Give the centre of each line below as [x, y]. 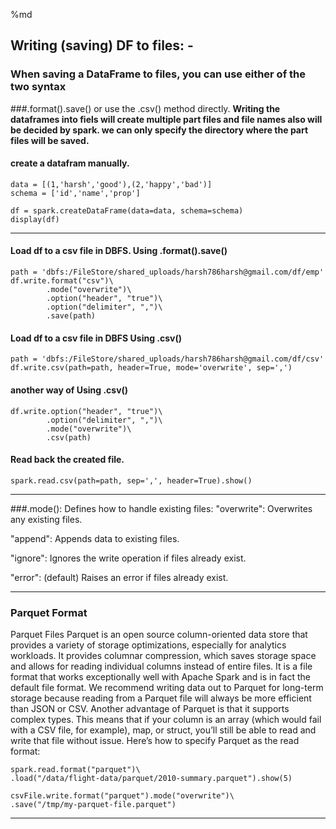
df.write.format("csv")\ [62, 281]
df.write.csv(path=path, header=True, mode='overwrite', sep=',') [151, 368]
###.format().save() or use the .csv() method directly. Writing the [145, 108]
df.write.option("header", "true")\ [86, 411]
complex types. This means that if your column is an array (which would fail [166, 719]
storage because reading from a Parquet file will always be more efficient [161, 698]
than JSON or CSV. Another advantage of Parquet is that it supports [150, 708]
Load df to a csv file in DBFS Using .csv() [96, 338]
